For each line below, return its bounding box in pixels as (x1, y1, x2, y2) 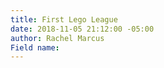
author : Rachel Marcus (10, 33, 105, 43)
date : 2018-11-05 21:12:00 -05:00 (10, 24, 155, 34)
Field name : (10, 42, 60, 53)
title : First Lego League (10, 14, 118, 25)
